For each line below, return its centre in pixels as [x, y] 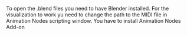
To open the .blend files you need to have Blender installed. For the [88, 8]
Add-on [15, 27]
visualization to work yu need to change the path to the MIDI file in [87, 15]
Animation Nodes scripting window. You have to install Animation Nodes [93, 21]
